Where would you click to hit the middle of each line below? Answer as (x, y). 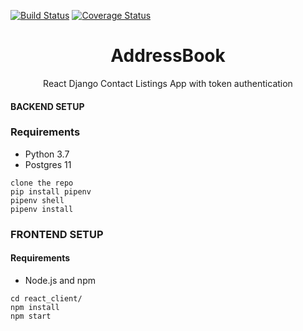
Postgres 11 (48, 164)
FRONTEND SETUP (57, 234)
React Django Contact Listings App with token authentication (168, 83)
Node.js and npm (60, 280)
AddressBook (168, 56)
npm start (31, 316)
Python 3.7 (47, 154)
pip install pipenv (51, 191)
